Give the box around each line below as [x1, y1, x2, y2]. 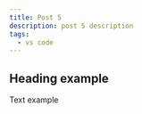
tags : [9, 29, 29, 38]
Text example [9, 94, 59, 105]
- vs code [17, 37, 54, 47]
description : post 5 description [9, 21, 134, 30]
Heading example [9, 70, 109, 85]
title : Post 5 [9, 12, 63, 22]
